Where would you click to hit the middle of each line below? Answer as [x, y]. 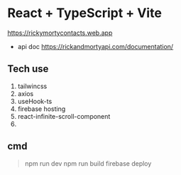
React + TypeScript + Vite [84, 13]
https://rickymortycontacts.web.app [60, 33]
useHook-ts [35, 101]
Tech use [28, 69]
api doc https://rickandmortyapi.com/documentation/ [95, 46]
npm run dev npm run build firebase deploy [88, 163]
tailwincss [32, 86]
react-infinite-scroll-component [64, 116]
